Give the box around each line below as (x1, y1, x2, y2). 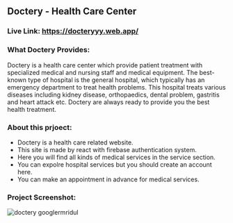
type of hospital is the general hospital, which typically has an (27, 76, 205, 84)
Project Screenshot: (7, 192, 77, 202)
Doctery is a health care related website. (17, 138, 134, 147)
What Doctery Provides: (7, 45, 90, 55)
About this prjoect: (7, 122, 72, 132)
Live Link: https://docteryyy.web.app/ (7, 26, 139, 36)
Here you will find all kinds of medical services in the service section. (17, 153, 216, 161)
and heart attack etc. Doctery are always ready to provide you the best (7, 97, 210, 106)
